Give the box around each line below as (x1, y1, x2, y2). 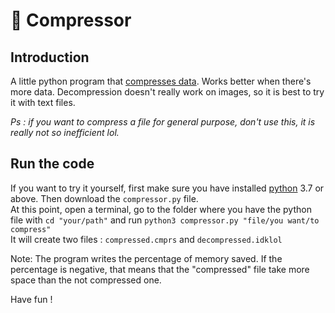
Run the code (10, 155, 95, 173)
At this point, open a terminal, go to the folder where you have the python (10, 203, 312, 215)
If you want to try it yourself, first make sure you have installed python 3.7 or (10, 182, 325, 194)
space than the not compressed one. (10, 274, 162, 286)
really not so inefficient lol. (10, 127, 120, 138)
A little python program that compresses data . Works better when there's (10, 75, 312, 87)
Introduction (10, 49, 90, 66)
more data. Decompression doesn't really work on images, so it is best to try (10, 86, 325, 98)
